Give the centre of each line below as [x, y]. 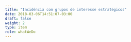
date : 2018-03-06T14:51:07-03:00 [39, 14]
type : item [16, 28]
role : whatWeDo [20, 32]
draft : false [18, 18]
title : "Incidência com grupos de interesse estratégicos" [66, 9]
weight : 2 [15, 23]
